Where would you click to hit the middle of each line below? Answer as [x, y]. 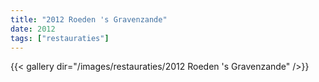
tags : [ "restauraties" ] [60, 38]
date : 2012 [33, 29]
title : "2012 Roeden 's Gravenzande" [89, 19]
